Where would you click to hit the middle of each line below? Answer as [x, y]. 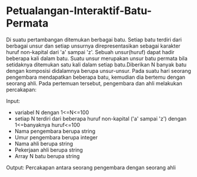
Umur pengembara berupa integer [56, 137]
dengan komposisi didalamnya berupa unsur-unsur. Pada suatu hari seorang [98, 71]
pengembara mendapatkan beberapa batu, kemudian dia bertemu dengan [96, 77]
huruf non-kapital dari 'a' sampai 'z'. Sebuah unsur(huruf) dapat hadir [90, 52]
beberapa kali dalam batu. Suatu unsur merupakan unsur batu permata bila [97, 58]
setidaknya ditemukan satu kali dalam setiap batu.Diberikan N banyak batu [96, 64]
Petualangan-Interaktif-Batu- [79, 11]
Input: [13, 101]
